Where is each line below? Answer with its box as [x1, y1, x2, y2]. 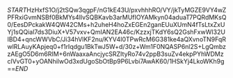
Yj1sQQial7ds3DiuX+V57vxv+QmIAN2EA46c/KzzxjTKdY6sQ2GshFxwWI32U [7, 28, 226, 36]
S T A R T [7, 6, 27, 14]
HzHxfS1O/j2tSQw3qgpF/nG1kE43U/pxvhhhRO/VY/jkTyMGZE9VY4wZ [26, 6, 227, 14]
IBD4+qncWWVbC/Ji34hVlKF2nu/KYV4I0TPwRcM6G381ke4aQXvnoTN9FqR [7, 35, 227, 43]
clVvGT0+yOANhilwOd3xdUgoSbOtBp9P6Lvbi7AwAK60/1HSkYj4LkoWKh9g [7, 57, 225, 65]
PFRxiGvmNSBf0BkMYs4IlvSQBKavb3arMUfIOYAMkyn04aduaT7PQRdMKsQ [7, 13, 227, 21]
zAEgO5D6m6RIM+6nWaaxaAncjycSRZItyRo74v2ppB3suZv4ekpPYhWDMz [7, 50, 224, 58]
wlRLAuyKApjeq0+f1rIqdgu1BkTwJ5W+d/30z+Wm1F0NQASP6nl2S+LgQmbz [7, 43, 227, 50]
